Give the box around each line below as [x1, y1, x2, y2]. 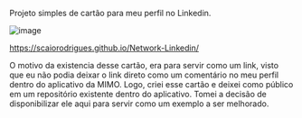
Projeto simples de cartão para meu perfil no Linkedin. [9, 8, 212, 18]
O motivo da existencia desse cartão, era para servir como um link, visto [9, 60, 278, 70]
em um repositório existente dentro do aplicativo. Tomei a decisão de [9, 89, 267, 99]
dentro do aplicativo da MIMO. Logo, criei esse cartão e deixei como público [9, 79, 294, 89]
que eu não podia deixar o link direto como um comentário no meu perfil [9, 69, 278, 80]
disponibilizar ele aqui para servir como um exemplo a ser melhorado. [9, 98, 269, 109]
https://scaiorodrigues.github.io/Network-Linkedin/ [9, 42, 199, 53]
